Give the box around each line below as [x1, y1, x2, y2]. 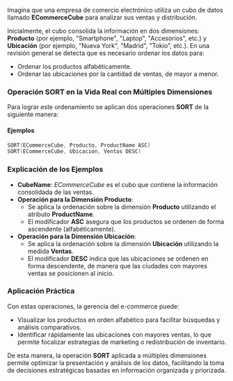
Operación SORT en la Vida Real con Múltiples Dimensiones [7, 87, 213, 97]
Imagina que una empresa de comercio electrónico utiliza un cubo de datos [7, 6, 224, 14]
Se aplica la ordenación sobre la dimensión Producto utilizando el [27, 202, 216, 211]
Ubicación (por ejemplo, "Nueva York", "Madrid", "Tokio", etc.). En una [7, 42, 210, 49]
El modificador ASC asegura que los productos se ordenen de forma [27, 217, 225, 225]
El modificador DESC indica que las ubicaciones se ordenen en [27, 254, 209, 263]
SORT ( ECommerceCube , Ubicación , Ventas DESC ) [7, 148, 141, 155]
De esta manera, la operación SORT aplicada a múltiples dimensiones [7, 351, 207, 359]
